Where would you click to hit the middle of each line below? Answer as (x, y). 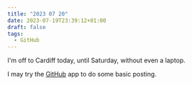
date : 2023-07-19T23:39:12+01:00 (57, 21)
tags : (15, 34)
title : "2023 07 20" (38, 14)
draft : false (27, 27)
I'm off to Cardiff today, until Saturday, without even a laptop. (97, 60)
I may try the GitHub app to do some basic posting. (82, 74)
